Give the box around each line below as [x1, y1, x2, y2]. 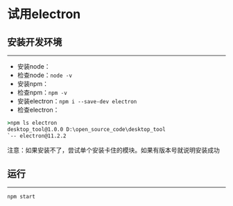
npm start [7, 194, 36, 200]
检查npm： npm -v [17, 88, 67, 96]
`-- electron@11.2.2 [7, 132, 67, 139]
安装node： [17, 62, 51, 70]
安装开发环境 [7, 36, 62, 48]
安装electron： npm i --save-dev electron [17, 97, 137, 105]
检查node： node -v [17, 71, 73, 79]
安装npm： [17, 80, 49, 87]
